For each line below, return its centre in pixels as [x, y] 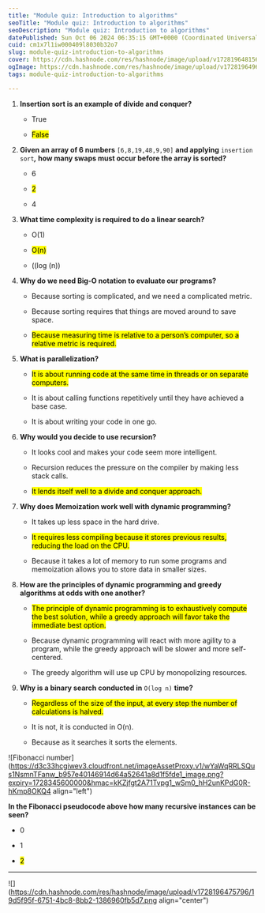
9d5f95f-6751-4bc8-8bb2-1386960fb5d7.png [83, 900]
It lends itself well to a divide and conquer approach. [117, 491]
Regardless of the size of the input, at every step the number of [134, 703]
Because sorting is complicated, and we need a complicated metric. [142, 296]
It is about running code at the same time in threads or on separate [140, 374]
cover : [19, 60]
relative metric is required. [74, 343]
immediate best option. [69, 624]
